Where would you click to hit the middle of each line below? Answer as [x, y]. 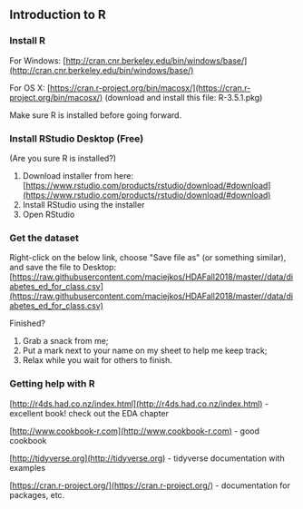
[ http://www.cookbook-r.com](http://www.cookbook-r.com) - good [135, 431]
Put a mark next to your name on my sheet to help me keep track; [145, 351]
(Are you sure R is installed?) [63, 158]
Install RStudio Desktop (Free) [77, 138]
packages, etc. [37, 494]
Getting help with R [52, 384]
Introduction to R [58, 15]
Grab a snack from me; [65, 341]
